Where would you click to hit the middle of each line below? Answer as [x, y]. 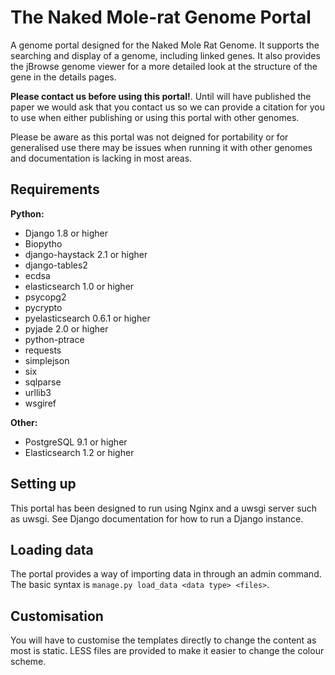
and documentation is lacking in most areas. [101, 158]
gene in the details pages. [63, 77]
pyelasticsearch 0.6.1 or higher [87, 318]
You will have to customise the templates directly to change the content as [163, 640]
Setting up [43, 484]
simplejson [47, 360]
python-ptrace [54, 339]
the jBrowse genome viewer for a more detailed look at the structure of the [164, 66]
